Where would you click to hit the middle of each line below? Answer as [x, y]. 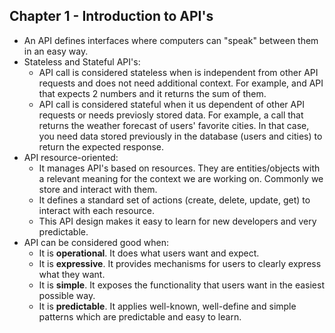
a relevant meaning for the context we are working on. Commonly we [181, 178]
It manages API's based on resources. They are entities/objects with [179, 168]
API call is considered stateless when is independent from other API [178, 72]
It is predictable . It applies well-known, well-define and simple [167, 306]
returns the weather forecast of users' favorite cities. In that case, [174, 125]
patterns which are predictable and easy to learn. [140, 316]
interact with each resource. [97, 210]
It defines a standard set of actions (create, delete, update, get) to [174, 200]
